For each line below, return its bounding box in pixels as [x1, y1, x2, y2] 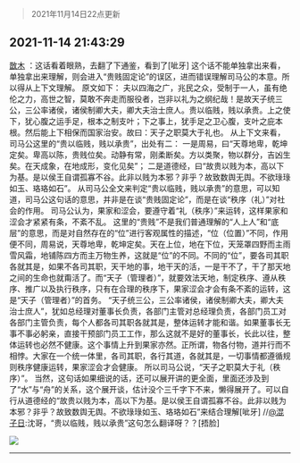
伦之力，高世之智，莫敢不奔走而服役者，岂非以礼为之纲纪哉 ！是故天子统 [9, 93, 275, 104]
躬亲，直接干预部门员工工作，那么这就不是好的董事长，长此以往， [39, 328, 283, 339]
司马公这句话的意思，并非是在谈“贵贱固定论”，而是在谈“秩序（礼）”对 [24, 194, 278, 205]
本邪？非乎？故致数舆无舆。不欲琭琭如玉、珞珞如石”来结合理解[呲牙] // [9, 406, 270, 417]
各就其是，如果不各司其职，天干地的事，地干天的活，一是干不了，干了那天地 [9, 261, 291, 272]
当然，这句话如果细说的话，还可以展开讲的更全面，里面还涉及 [34, 373, 262, 383]
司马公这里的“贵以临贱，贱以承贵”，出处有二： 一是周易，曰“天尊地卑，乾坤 [9, 138, 288, 148]
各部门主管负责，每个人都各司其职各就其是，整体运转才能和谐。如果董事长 [9, 316, 283, 327]
